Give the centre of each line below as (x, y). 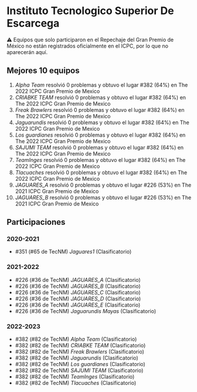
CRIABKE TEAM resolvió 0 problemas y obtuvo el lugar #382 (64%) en (101, 97)
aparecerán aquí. (27, 52)
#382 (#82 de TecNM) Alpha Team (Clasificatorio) (76, 339)
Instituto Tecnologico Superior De (91, 11)
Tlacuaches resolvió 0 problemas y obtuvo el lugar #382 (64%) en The (101, 172)
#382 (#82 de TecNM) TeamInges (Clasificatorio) (75, 377)
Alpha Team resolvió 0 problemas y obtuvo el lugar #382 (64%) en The (101, 85)
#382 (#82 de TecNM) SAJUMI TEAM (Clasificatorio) (79, 371)
